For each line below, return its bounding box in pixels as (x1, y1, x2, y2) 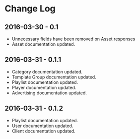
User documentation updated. (11, 123, 73, 129)
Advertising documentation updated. (11, 90, 87, 96)
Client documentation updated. (11, 128, 75, 134)
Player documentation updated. (11, 84, 76, 90)
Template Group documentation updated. (11, 74, 96, 80)
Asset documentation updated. (11, 41, 75, 47)
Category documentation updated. (11, 69, 83, 74)
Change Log (4, 3, 56, 14)
